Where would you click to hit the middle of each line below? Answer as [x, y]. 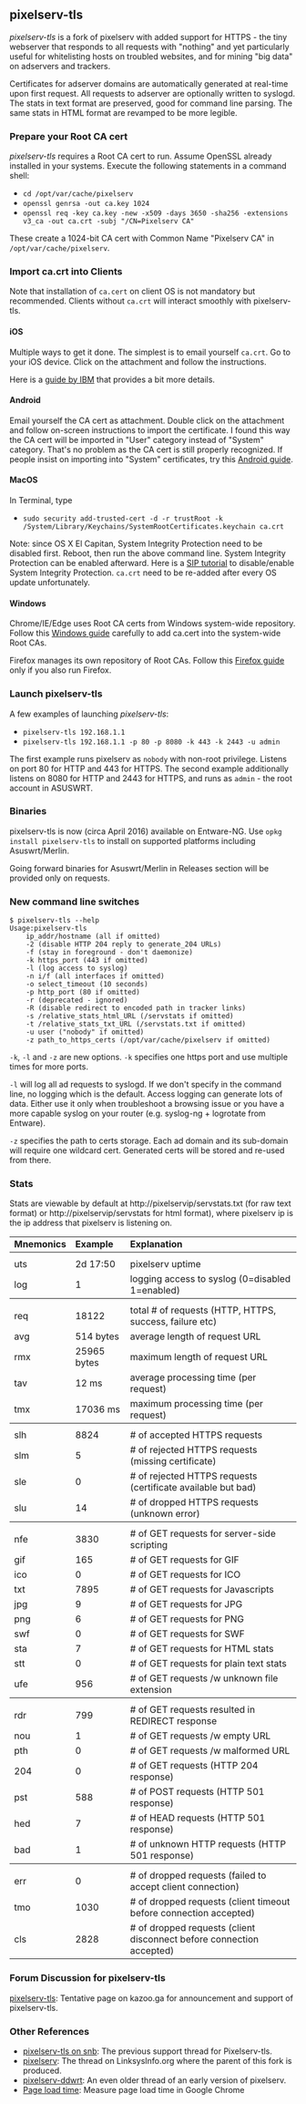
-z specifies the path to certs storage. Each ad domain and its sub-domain [149, 1141]
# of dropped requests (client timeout [210, 1902]
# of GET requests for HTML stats [202, 1649]
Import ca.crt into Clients [66, 272]
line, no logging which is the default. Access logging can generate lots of [146, 1094]
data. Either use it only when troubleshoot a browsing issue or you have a [147, 1104]
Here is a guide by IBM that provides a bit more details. [112, 379]
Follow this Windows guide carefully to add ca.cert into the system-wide [145, 634]
